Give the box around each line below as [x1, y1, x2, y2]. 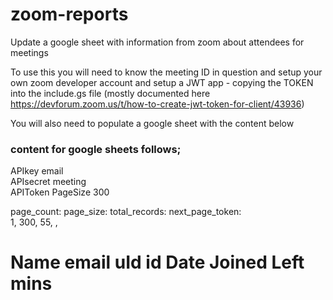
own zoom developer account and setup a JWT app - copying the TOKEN [10, 76, 314, 88]
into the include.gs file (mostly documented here [10, 87, 211, 99]
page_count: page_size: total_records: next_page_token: [10, 206, 242, 218]
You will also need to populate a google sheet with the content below [10, 117, 295, 129]
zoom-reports [10, 3, 129, 26]
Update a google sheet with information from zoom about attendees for [10, 36, 305, 48]
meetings [10, 46, 49, 58]
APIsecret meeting [10, 176, 87, 188]
